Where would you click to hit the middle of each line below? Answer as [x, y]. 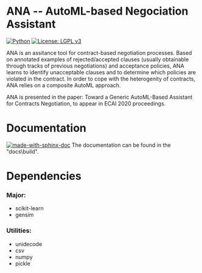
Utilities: [19, 231]
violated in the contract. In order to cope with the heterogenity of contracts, [101, 79]
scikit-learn [29, 208]
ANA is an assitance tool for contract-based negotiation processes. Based [99, 52]
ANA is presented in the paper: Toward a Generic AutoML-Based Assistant [99, 97]
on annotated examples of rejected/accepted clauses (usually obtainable [98, 59]
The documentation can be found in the [122, 145]
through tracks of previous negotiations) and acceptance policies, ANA [95, 66]
